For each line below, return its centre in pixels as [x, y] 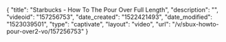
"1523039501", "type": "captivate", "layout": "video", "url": [89, 24]
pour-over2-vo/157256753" [45, 31]
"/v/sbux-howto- [195, 24]
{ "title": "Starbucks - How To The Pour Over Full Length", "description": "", [113, 10]
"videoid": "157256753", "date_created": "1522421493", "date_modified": [110, 17]
